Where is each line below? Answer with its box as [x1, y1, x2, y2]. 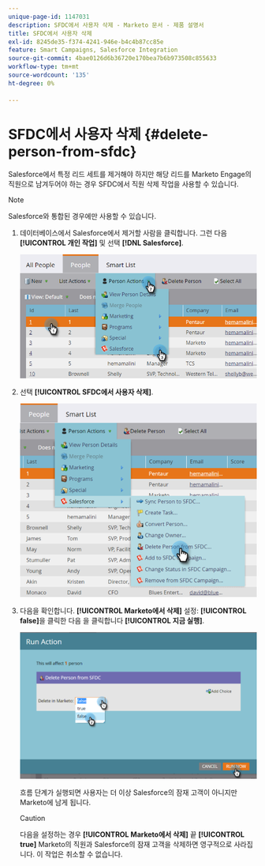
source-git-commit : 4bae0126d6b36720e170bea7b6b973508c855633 [8, 55, 217, 62]
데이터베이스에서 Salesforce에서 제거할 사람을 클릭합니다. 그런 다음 [19, 228, 227, 238]
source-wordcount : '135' [8, 71, 90, 79]
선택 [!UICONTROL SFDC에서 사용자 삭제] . [19, 387, 154, 397]
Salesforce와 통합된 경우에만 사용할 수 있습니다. [8, 212, 156, 221]
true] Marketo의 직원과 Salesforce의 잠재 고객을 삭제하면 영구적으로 [19, 839, 233, 849]
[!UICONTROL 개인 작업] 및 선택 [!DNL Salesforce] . [19, 238, 184, 248]
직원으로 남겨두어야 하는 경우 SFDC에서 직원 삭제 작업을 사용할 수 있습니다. [8, 179, 239, 189]
